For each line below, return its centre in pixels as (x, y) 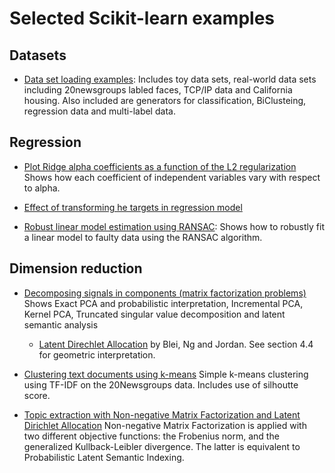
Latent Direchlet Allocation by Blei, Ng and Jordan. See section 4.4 (176, 344)
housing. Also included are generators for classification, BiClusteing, (165, 100)
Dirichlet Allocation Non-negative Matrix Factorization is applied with (165, 425)
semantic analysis (61, 324)
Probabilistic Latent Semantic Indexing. (104, 457)
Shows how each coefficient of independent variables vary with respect (172, 177)
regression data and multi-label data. (99, 111)
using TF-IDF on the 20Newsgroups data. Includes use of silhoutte (161, 384)
